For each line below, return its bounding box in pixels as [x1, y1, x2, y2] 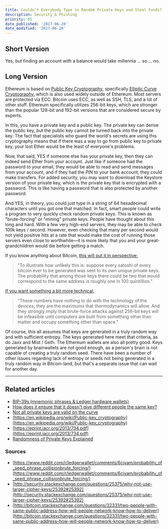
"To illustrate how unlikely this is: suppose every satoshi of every [17, 262, 151, 268]
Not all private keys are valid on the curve [12, 409, 98, 415]
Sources [5, 448, 26, 455]
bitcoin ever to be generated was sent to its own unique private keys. [17, 267, 160, 273]
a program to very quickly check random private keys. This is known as [5, 211, 152, 217]
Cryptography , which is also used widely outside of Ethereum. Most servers [5, 91, 161, 97]
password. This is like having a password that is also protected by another [5, 185, 158, 191]
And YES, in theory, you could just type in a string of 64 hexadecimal [5, 200, 147, 206]
